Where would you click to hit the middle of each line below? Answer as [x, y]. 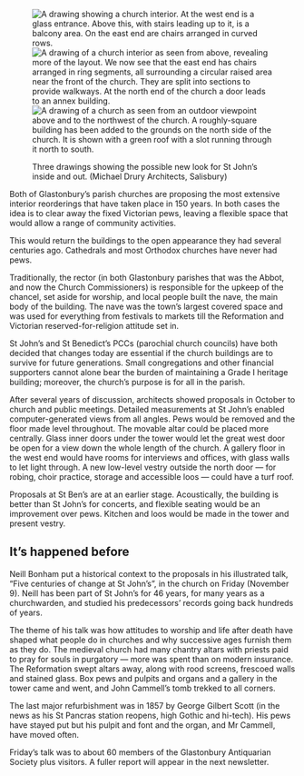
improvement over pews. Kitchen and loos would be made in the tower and [149, 514]
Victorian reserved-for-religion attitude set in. [94, 326]
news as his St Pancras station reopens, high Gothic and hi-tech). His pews [150, 715]
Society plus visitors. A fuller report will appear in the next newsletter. [139, 761]
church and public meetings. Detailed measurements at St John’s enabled [147, 409]
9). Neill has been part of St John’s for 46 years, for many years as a [137, 593]
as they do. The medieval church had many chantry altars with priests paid [149, 649]
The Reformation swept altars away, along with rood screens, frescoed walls [152, 669]
